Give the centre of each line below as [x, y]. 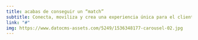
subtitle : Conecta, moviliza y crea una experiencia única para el [91, 17]
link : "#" [18, 22]
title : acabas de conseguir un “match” [55, 11]
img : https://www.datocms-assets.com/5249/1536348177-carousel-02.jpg [95, 28]
